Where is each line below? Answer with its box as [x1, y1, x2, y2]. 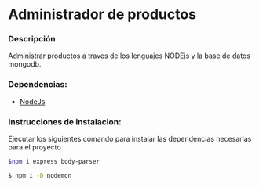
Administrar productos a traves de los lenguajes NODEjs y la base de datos [8, 51, 251, 60]
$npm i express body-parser [8, 158, 100, 166]
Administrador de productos [8, 5, 197, 23]
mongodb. [8, 59, 42, 69]
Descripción [8, 34, 57, 45]
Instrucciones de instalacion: [8, 116, 122, 127]
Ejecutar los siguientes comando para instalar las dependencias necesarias [8, 135, 252, 144]
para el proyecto [8, 142, 61, 152]
